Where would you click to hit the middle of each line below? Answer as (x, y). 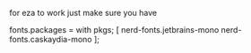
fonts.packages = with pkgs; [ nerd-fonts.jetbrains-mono (114, 30)
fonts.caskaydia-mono (51, 39)
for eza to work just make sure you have (83, 13)
